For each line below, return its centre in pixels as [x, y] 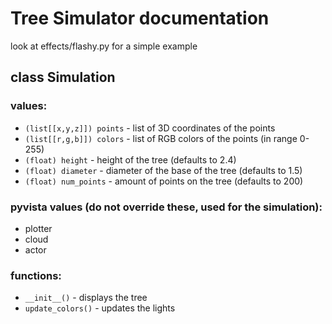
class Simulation [63, 77]
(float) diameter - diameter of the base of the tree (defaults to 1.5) [163, 170]
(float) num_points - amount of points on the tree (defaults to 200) [164, 181]
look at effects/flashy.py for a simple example [104, 46]
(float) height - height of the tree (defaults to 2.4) [130, 159]
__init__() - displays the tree [86, 298]
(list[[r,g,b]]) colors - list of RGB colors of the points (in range [161, 138]
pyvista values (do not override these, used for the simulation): [166, 207]
